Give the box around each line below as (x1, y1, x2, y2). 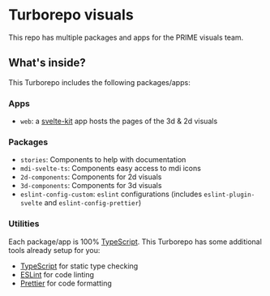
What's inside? (8, 56, 87, 70)
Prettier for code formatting (19, 278, 112, 288)
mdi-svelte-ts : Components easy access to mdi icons (19, 164, 201, 174)
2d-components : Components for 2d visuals (19, 172, 162, 182)
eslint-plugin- (204, 191, 255, 199)
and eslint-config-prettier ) (44, 198, 142, 208)
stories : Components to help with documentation (19, 155, 186, 165)
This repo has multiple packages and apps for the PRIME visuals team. (8, 32, 244, 42)
